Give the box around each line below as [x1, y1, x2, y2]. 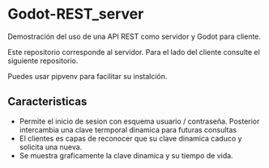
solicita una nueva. [19, 142, 83, 152]
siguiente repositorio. [7, 56, 79, 65]
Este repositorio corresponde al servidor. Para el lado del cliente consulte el [7, 47, 260, 57]
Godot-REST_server [7, 5, 144, 23]
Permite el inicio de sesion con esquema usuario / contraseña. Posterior [19, 116, 260, 126]
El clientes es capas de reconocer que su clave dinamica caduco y [19, 133, 242, 143]
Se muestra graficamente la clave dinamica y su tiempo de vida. [19, 150, 233, 160]
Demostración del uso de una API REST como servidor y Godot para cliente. [7, 31, 261, 41]
